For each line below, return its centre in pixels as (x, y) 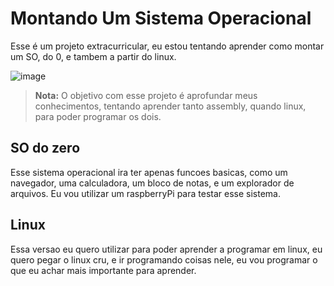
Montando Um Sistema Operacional (161, 18)
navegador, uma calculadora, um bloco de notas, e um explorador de (152, 183)
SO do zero (45, 148)
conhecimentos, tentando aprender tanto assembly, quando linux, (170, 106)
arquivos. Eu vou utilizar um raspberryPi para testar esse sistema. (145, 193)
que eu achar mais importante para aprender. (103, 270)
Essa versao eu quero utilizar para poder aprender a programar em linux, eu (166, 249)
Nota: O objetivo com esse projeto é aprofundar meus (146, 95)
